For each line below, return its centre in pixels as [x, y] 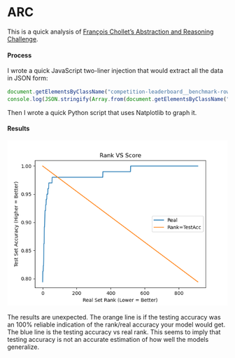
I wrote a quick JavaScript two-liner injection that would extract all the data [115, 71]
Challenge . [23, 39]
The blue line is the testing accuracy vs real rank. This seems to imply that [114, 332]
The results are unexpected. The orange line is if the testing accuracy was [114, 317]
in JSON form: [28, 78]
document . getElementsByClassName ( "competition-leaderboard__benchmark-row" [120, 92]
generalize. [23, 347]
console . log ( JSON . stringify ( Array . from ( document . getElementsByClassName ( [117, 99]
